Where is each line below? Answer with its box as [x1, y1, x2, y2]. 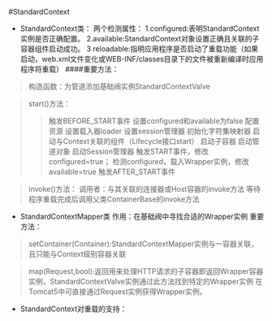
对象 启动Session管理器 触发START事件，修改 [55, 146, 209, 156]
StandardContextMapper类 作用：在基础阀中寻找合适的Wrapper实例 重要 [19, 211, 265, 221]
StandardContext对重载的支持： [19, 304, 127, 314]
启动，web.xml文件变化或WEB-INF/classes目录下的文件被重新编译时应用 [19, 54, 264, 63]
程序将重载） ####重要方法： [19, 64, 119, 74]
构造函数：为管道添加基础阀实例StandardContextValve [28, 81, 211, 91]
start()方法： [28, 99, 71, 108]
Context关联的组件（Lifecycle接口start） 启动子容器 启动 [63, 137, 253, 145]
